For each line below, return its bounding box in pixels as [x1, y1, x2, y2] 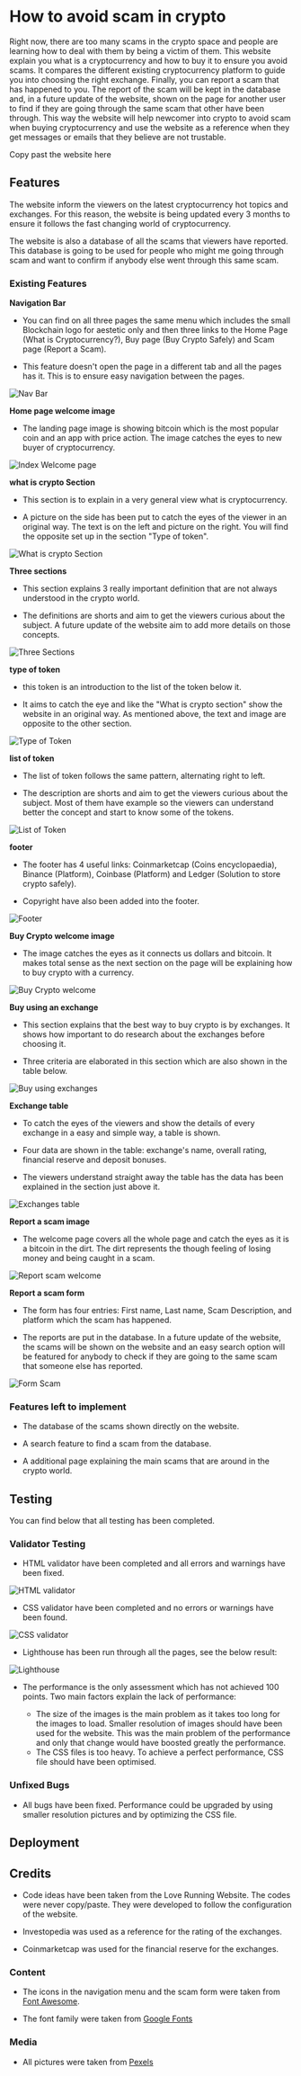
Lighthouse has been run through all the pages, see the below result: [22, 1647, 278, 1658]
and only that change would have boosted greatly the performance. [35, 1738, 286, 1749]
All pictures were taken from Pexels [22, 2056, 155, 2067]
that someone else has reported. [22, 1361, 144, 1372]
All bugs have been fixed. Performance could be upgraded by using [22, 1799, 274, 1810]
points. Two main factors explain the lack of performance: [22, 1691, 236, 1702]
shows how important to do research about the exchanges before [22, 1029, 265, 1040]
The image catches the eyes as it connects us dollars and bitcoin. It [22, 948, 272, 959]
